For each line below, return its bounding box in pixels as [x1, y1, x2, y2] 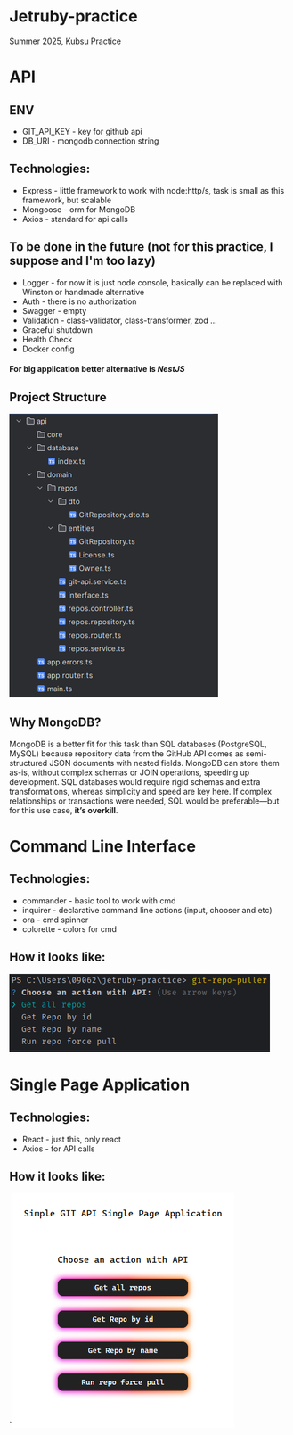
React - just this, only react [21, 1134, 122, 1144]
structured [9, 757, 48, 768]
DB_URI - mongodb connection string [21, 136, 159, 146]
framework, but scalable [21, 194, 112, 205]
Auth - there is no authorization [21, 296, 137, 307]
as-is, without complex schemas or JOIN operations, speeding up [9, 767, 250, 778]
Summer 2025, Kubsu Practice [9, 36, 122, 46]
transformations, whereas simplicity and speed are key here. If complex [9, 786, 273, 796]
